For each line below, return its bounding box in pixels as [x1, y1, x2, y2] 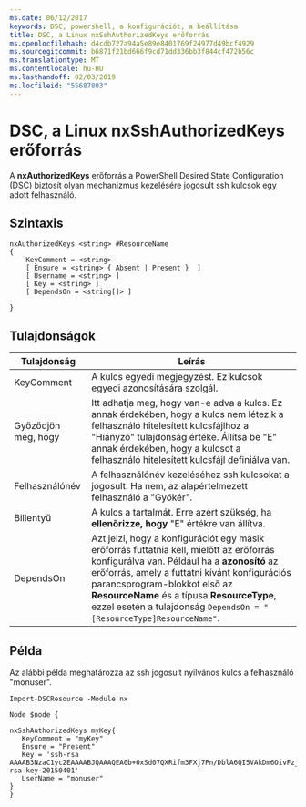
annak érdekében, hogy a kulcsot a [90, 443, 241, 455]
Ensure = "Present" [21, 742, 96, 751]
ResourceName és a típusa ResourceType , [90, 589, 277, 602]
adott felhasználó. [9, 189, 77, 200]
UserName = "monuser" [21, 774, 104, 783]
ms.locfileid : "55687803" [9, 81, 107, 90]
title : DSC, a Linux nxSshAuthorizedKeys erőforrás [9, 30, 209, 39]
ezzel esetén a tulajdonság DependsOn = [90, 600, 260, 613]
